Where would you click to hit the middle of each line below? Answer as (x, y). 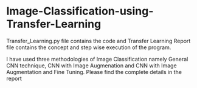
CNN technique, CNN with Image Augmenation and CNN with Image (92, 66)
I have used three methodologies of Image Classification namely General (97, 59)
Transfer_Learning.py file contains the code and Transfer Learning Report (98, 41)
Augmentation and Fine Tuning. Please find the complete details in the (94, 72)
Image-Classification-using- (80, 11)
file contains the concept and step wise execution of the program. (89, 47)
